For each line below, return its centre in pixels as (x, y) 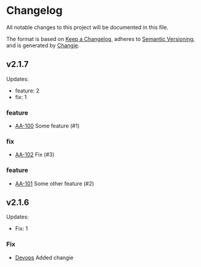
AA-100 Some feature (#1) (47, 126)
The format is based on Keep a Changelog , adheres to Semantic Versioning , (101, 39)
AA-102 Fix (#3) (35, 155)
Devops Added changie (44, 257)
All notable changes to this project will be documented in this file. (88, 27)
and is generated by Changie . (43, 45)
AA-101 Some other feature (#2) (55, 183)
